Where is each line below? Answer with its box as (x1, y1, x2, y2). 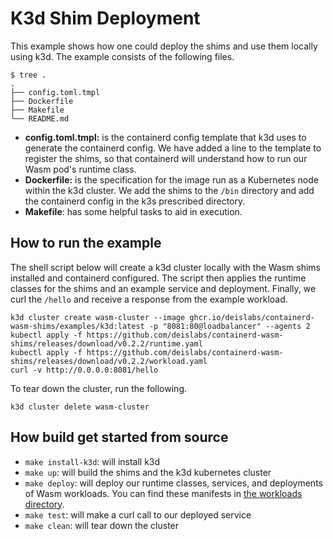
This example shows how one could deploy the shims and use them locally (10, 40, 318, 52)
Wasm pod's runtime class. (24, 163, 137, 175)
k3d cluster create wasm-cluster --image (10, 312, 186, 322)
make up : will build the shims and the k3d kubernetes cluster (24, 466, 272, 478)
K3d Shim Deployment (10, 7, 201, 30)
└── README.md (10, 113, 70, 124)
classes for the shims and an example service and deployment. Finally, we (10, 282, 317, 294)
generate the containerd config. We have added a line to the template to (24, 142, 322, 154)
